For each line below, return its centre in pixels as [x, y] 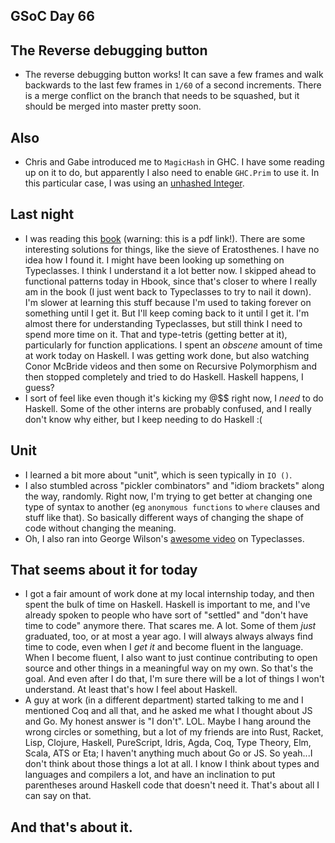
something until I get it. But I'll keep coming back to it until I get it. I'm [167, 313]
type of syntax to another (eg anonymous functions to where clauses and [172, 506]
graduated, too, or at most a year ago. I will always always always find [169, 636]
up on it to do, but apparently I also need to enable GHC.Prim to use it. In [172, 173]
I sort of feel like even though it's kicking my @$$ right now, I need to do [174, 398]
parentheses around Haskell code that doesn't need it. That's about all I [172, 785]
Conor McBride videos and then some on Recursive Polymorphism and [171, 366]
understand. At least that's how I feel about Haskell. [131, 690]
